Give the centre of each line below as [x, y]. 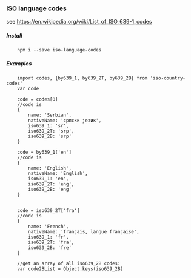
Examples [19, 63]
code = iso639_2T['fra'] [49, 211]
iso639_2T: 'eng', [51, 184]
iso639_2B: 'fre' [50, 248]
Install [14, 35]
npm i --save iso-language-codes [59, 50]
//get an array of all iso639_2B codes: [69, 264]
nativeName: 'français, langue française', [84, 232]
